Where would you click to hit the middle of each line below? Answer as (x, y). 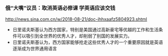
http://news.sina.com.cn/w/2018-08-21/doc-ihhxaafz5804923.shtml (76, 19)
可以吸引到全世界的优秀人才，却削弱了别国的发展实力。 (74, 36)
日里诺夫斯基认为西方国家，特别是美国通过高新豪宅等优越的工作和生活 (86, 30)
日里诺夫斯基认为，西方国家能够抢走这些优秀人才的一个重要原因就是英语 (88, 42)
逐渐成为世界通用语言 (35, 48)
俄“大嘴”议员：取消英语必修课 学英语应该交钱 (60, 8)
